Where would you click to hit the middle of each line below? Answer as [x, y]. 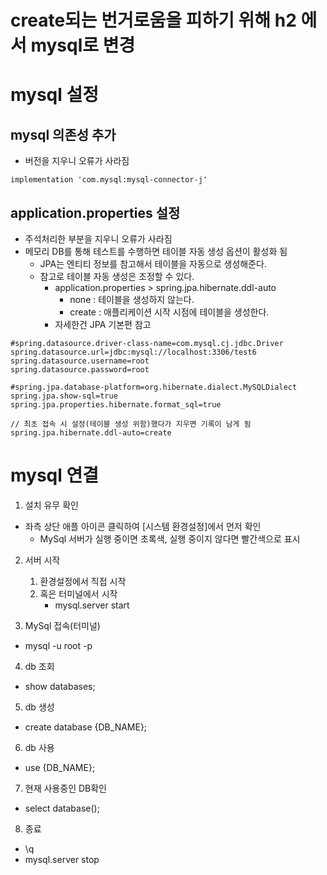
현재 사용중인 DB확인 [65, 788]
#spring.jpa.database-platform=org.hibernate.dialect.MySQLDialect [154, 387]
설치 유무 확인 [51, 505]
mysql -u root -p [58, 645]
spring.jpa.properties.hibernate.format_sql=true [116, 405]
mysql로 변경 [83, 45]
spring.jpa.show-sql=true [64, 396]
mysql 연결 [55, 475]
